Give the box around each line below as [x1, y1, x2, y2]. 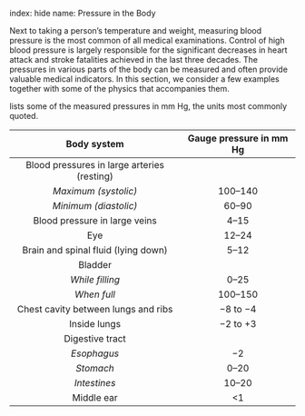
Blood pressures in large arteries [25, 159, 165, 171]
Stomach [75, 362, 115, 374]
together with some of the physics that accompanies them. [9, 84, 230, 94]
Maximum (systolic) [53, 185, 138, 197]
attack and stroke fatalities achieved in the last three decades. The [9, 54, 259, 64]
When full [74, 288, 116, 301]
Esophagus [71, 347, 120, 360]
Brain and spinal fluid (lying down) [22, 244, 168, 256]
